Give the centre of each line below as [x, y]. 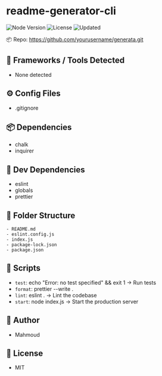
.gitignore [27, 108]
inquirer [24, 151]
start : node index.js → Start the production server [77, 302]
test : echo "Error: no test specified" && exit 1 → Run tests [85, 282]
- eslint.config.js [30, 234]
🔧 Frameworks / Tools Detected [66, 60]
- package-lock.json [32, 245]
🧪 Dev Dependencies [46, 170]
